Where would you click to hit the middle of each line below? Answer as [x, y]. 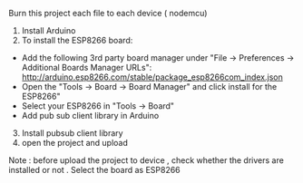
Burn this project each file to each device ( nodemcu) [108, 13]
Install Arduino [49, 30]
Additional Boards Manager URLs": [87, 67]
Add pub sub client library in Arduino [90, 116]
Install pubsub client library [72, 133]
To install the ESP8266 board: [77, 40]
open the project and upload [75, 143]
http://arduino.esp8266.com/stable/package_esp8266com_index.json [152, 77]
